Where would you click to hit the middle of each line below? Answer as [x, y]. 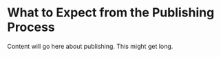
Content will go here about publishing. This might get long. [90, 46]
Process [31, 27]
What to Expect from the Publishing [111, 13]
